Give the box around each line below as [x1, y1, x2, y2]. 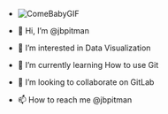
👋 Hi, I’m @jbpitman [17, 26, 90, 35]
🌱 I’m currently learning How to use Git [17, 60, 159, 70]
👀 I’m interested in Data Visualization [17, 42, 151, 53]
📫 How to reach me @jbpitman [17, 95, 133, 105]
